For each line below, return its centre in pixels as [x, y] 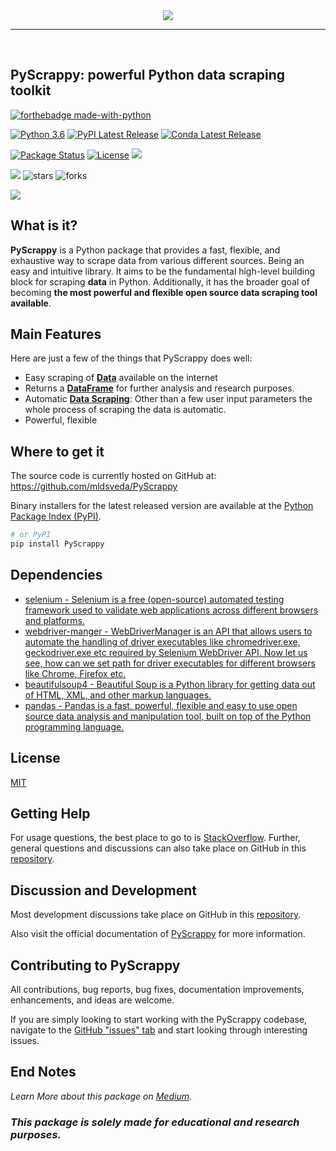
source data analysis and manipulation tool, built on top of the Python [168, 716]
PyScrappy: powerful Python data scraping [148, 75]
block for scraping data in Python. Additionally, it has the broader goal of [160, 281]
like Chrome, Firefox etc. [75, 673]
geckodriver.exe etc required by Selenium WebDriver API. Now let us [166, 652]
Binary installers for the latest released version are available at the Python [162, 506]
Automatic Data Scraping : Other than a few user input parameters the [168, 399]
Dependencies [56, 575]
